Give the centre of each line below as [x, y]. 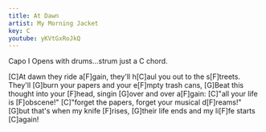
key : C [19, 31]
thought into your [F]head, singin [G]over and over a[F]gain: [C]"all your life [133, 94]
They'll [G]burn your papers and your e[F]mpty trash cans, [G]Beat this [126, 85]
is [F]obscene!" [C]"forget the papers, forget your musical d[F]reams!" [125, 102]
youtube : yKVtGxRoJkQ [45, 38]
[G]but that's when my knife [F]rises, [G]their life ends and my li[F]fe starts [132, 111]
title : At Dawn [34, 16]
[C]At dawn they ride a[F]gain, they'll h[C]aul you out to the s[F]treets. [125, 76]
